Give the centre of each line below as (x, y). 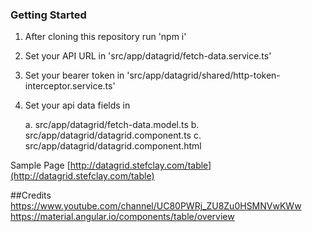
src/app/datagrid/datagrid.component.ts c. (113, 135)
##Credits (31, 195)
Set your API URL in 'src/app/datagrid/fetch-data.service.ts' (148, 56)
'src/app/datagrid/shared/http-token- (203, 75)
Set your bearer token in (74, 75)
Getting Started (48, 15)
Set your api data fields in (77, 105)
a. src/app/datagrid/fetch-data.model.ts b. (112, 125)
